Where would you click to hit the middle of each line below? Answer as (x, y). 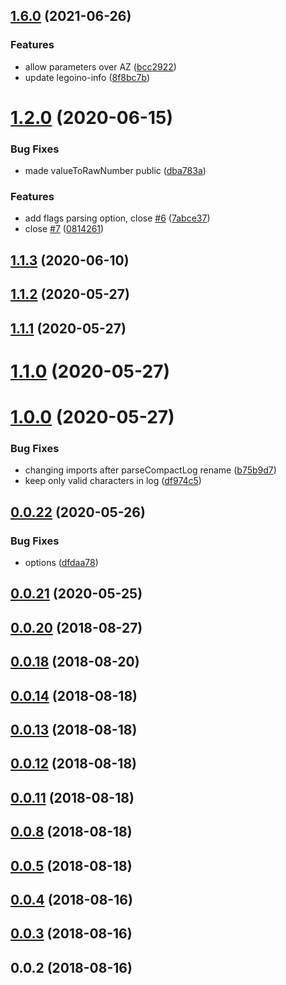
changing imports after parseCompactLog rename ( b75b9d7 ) (150, 470)
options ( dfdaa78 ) (61, 562)
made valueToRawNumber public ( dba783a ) (115, 171)
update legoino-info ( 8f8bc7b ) (87, 77)
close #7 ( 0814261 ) (64, 229)
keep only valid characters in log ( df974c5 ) (113, 481)
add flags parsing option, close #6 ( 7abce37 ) (117, 218)
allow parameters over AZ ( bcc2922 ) (100, 66)
